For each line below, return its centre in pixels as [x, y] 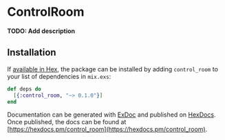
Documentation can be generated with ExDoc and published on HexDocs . [111, 115]
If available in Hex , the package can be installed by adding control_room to [113, 69]
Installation [32, 52]
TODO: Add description [41, 31]
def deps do [24, 89]
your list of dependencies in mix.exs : [59, 76]
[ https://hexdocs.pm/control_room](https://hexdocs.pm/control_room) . [107, 129]
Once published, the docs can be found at [67, 122]
